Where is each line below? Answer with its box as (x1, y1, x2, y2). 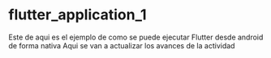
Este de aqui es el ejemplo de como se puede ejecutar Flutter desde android (8, 32, 264, 42)
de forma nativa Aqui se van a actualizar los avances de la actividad (8, 40, 235, 50)
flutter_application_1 (8, 6, 148, 24)
